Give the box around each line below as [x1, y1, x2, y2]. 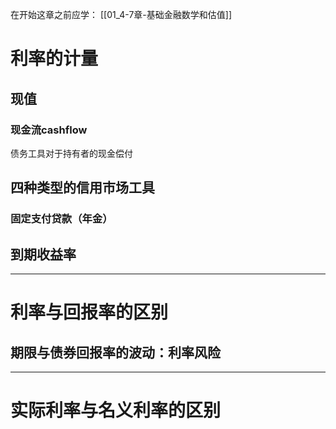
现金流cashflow [10, 123, 88, 137]
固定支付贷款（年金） [10, 212, 113, 226]
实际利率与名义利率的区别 [10, 399, 222, 422]
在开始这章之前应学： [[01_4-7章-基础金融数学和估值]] [10, 9, 233, 20]
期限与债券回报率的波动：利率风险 [10, 344, 221, 361]
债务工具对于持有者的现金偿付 [10, 147, 133, 159]
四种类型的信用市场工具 [10, 179, 155, 197]
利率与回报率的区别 [10, 301, 169, 324]
